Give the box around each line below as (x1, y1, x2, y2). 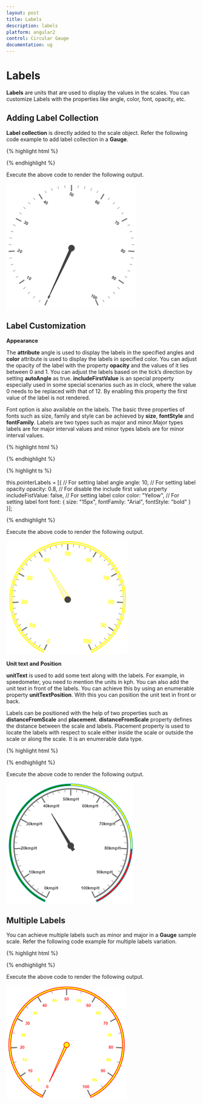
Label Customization (6, 321, 86, 331)
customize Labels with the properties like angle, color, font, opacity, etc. (6, 95, 186, 103)
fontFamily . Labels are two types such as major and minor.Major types (6, 418, 184, 426)
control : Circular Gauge (6, 35, 69, 42)
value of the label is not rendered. (6, 394, 91, 401)
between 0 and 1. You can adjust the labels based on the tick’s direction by (6, 368, 193, 375)
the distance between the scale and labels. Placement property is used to (6, 722, 190, 730)
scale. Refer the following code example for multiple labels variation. (6, 938, 177, 945)
